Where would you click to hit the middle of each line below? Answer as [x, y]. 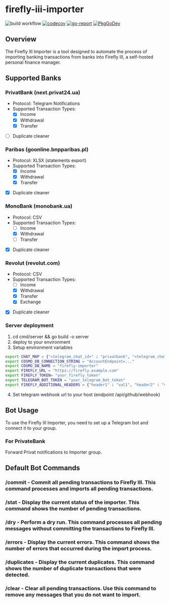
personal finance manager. [33, 62]
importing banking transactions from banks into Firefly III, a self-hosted [79, 57]
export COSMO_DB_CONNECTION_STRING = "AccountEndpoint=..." [70, 361]
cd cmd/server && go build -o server [51, 336]
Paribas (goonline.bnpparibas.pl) [47, 149]
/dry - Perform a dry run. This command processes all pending [83, 522]
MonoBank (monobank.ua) [39, 206]
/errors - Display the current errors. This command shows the [82, 542]
